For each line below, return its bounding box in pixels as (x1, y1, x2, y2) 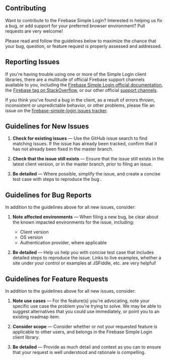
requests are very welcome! (5, 28, 63, 34)
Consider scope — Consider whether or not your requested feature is (12, 324, 157, 330)
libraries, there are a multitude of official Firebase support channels (5, 76, 145, 82)
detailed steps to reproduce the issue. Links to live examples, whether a (12, 255, 161, 261)
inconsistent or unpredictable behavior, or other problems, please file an (5, 102, 155, 108)
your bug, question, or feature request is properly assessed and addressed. (5, 43, 162, 49)
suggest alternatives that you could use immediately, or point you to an (12, 309, 160, 315)
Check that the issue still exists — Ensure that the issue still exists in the (12, 156, 164, 162)
